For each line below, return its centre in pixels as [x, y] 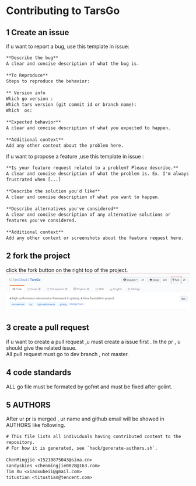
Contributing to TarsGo [63, 11]
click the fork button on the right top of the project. [67, 270]
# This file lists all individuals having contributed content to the [94, 437]
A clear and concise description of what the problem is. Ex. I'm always [98, 174]
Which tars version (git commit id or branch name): [71, 105]
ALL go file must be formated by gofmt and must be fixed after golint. [89, 387]
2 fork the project [38, 256]
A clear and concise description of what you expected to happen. [88, 128]
